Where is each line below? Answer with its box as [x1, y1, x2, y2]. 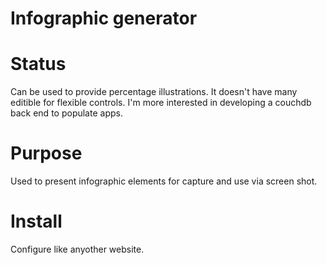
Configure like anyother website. [10, 243, 145, 255]
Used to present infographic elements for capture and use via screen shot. [10, 175, 318, 187]
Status [10, 53, 67, 76]
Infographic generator [10, 7, 198, 30]
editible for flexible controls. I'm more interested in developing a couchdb [10, 97, 312, 109]
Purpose [10, 142, 83, 165]
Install [10, 210, 63, 233]
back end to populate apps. [10, 107, 123, 119]
